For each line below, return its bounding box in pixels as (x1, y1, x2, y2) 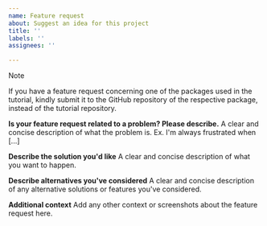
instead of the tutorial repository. (8, 104, 117, 113)
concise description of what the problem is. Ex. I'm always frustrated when (8, 128, 257, 138)
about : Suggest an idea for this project (8, 19, 150, 27)
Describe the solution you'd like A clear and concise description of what (8, 152, 251, 162)
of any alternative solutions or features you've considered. (8, 184, 203, 194)
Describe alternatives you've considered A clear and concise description (8, 176, 255, 186)
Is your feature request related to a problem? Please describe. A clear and (8, 119, 259, 129)
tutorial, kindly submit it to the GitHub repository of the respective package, (8, 95, 258, 105)
